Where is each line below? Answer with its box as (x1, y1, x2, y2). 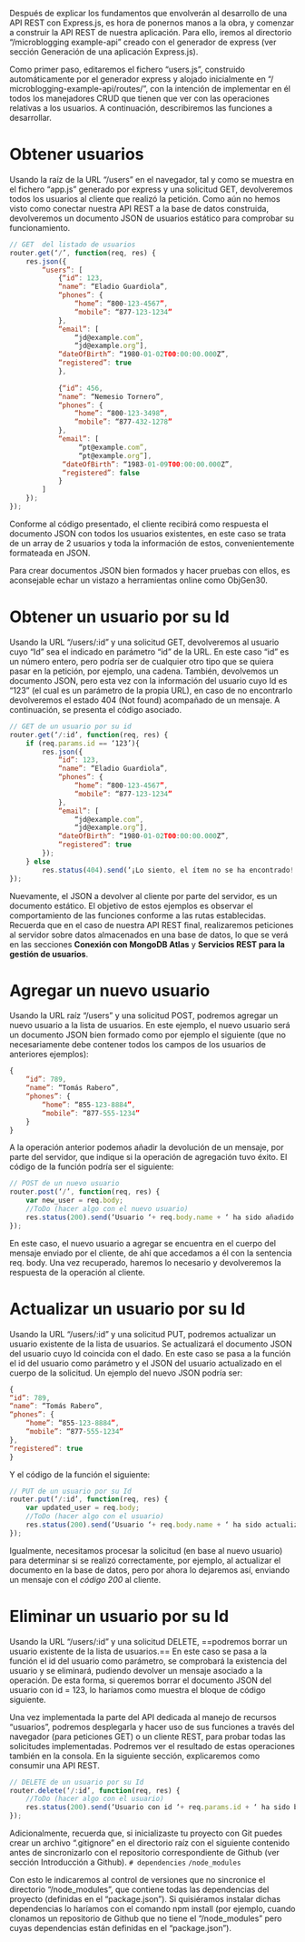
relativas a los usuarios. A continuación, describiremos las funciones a (9, 103, 273, 113)
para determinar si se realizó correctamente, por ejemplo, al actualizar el (9, 1555, 281, 1566)
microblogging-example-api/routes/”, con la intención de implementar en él (9, 84, 290, 94)
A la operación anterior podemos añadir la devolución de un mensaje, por (9, 1142, 284, 1153)
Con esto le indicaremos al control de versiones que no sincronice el (9, 1875, 266, 1886)
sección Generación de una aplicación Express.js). (9, 46, 199, 57)
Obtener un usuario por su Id (9, 606, 230, 627)
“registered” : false (62, 468, 141, 477)
